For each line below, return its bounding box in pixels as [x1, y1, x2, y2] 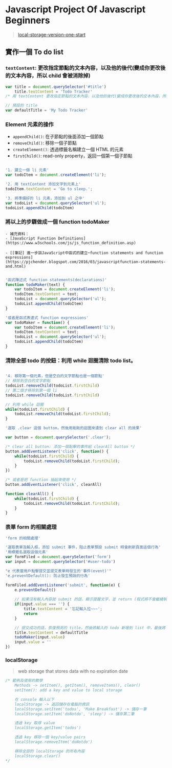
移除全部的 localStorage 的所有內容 [14, 748, 85, 754]
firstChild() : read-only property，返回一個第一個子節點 [12, 153, 133, 159]
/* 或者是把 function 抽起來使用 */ [5, 477, 77, 483]
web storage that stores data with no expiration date [17, 668, 128, 674]
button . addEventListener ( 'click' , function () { [5, 449, 109, 454]
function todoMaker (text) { [5, 282, 66, 287]
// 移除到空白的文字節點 [5, 378, 51, 383]
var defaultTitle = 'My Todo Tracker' [5, 108, 88, 113]
